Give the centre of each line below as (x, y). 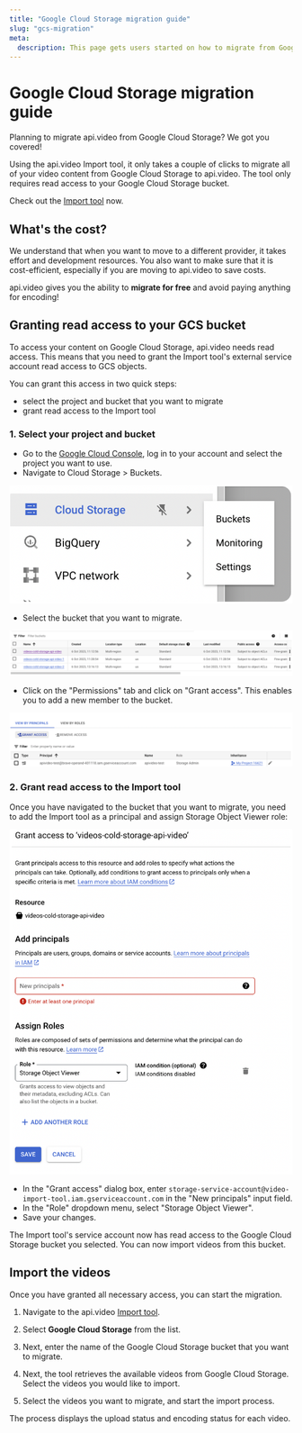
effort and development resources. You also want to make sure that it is (142, 260)
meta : (19, 38)
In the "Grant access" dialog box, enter (94, 1188)
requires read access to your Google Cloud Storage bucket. (120, 184)
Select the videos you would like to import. (101, 1383)
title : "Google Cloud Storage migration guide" (100, 19)
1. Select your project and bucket (82, 434)
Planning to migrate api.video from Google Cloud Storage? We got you (139, 137)
